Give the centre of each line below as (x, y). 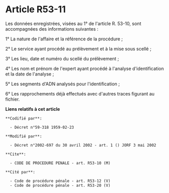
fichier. (13, 99)
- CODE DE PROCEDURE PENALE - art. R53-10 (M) (60, 163)
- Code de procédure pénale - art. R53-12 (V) (60, 181)
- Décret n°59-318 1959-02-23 (42, 127)
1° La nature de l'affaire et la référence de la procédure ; (64, 39)
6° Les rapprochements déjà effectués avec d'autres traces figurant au (80, 93)
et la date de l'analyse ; (30, 74)
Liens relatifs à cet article (33, 109)
